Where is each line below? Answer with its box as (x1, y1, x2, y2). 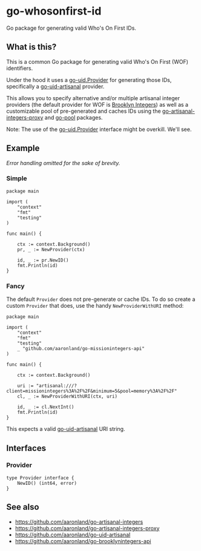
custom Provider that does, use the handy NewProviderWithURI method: (6, 302, 184, 309)
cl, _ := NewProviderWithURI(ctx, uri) (17, 393, 118, 400)
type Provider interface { (6, 475, 74, 481)
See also (6, 502, 39, 512)
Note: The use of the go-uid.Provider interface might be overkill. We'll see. (6, 126, 192, 133)
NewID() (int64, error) (17, 480, 77, 486)
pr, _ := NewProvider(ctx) (17, 246, 85, 252)
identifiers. (6, 64, 33, 72)
